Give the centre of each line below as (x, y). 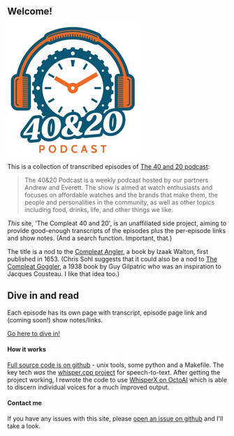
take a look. (24, 426)
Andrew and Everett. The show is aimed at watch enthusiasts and (118, 187)
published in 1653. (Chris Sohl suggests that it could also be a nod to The (112, 259)
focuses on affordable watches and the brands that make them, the (121, 195)
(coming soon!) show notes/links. (55, 320)
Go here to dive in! (34, 333)
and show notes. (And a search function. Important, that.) (90, 238)
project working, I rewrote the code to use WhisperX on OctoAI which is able (117, 379)
